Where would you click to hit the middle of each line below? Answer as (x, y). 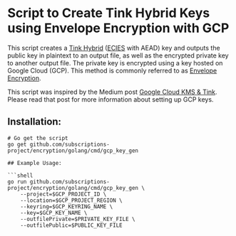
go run (17, 182)
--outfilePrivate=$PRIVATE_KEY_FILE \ (78, 219)
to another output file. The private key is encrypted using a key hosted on (115, 63)
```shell (20, 176)
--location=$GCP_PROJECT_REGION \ (71, 200)
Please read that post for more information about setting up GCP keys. (111, 99)
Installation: (35, 122)
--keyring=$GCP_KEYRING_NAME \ (67, 206)
